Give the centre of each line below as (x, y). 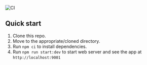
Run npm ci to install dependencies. (50, 46)
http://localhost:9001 (36, 57)
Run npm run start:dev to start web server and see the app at (77, 52)
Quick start (23, 23)
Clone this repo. (29, 36)
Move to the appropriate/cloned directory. (56, 41)
